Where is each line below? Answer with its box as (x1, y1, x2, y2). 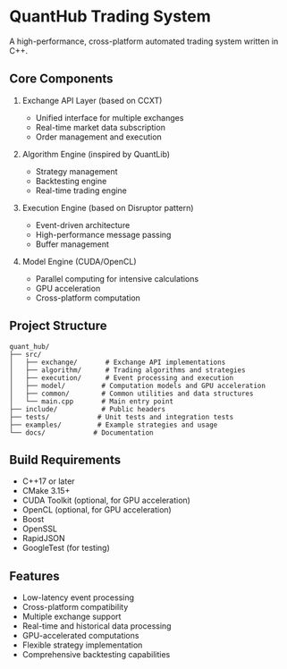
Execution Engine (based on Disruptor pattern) (21, 202, 194, 213)
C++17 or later (21, 476, 75, 487)
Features (9, 568, 60, 583)
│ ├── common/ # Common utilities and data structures (9, 389, 254, 398)
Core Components (9, 72, 114, 87)
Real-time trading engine (35, 185, 128, 196)
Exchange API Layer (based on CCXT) (21, 95, 163, 106)
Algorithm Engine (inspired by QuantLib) (21, 148, 171, 159)
